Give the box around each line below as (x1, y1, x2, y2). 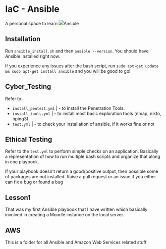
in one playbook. (5, 159, 39, 165)
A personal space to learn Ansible (5, 20, 79, 26)
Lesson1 (5, 193, 31, 201)
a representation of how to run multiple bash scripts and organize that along (5, 153, 160, 159)
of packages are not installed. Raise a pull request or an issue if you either (5, 174, 156, 180)
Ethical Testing (5, 135, 53, 144)
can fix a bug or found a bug (5, 179, 63, 185)
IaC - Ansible (5, 3, 59, 15)
